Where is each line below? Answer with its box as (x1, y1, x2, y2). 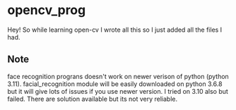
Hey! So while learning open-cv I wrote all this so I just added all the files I (7, 25, 223, 34)
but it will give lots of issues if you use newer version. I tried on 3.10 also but (7, 87, 228, 95)
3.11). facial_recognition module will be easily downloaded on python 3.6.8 (7, 80, 223, 88)
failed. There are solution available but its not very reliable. (7, 94, 178, 103)
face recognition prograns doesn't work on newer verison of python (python (7, 72, 230, 80)
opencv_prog (7, 2, 86, 18)
